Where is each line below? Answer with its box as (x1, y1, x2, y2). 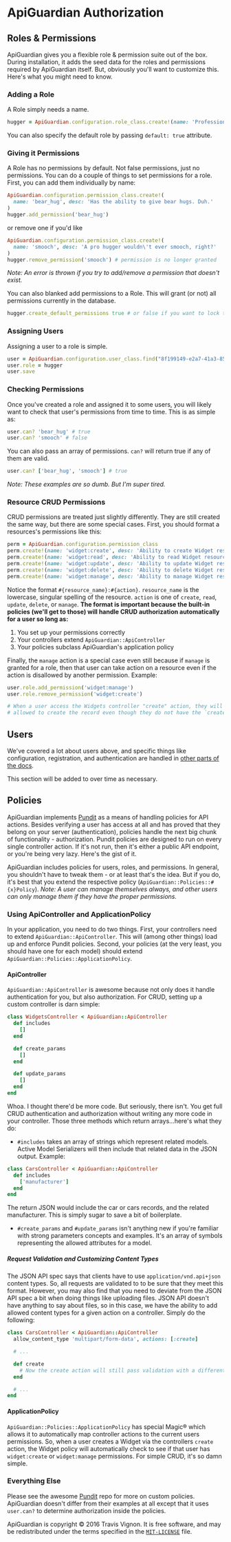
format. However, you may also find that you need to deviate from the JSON (7, 1287, 222, 1295)
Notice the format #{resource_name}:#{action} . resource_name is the (7, 585, 199, 594)
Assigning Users (7, 326, 64, 336)
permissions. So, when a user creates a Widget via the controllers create (7, 1437, 214, 1445)
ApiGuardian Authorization (7, 5, 164, 21)
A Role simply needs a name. (7, 105, 89, 114)
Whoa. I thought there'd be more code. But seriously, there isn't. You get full (7, 1102, 223, 1110)
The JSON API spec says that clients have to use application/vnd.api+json (7, 1272, 221, 1280)
